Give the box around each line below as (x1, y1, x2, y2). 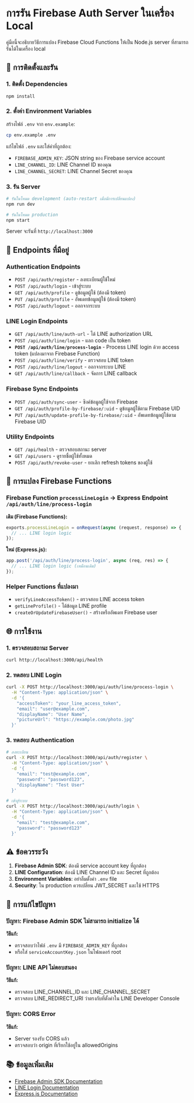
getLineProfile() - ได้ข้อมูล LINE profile (14, 602, 107, 609)
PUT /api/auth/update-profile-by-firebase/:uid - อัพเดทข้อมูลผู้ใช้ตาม (14, 411, 176, 418)
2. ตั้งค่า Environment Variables (6, 107, 92, 115)
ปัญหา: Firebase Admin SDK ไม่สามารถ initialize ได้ (6, 916, 139, 925)
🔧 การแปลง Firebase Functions (6, 476, 112, 486)
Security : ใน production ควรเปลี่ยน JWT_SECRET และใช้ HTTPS (14, 882, 160, 889)
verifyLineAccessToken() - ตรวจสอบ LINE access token (14, 596, 145, 603)
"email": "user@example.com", (16, 706, 91, 712)
